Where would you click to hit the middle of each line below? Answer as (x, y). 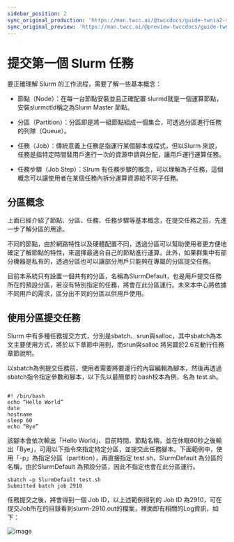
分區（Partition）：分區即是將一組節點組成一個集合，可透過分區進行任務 (119, 122)
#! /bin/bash (26, 396)
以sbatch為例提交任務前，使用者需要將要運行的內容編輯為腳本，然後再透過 (115, 368)
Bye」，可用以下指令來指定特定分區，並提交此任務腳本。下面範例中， (118, 449)
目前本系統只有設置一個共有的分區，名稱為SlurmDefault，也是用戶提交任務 (114, 276)
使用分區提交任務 (44, 318)
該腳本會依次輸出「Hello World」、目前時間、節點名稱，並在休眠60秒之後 (112, 440)
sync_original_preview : (42, 27)
